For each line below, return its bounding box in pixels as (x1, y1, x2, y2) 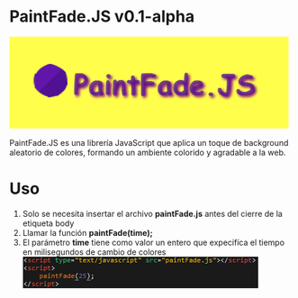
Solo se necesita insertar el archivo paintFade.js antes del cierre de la (22, 208, 284, 219)
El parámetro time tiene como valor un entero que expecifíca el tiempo (22, 237, 285, 248)
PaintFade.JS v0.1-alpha (9, 6, 195, 27)
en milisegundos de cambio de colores (22, 246, 167, 257)
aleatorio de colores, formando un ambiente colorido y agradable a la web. (9, 147, 286, 158)
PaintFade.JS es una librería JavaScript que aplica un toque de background (9, 137, 289, 148)
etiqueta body (22, 218, 75, 229)
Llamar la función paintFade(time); (22, 227, 153, 238)
